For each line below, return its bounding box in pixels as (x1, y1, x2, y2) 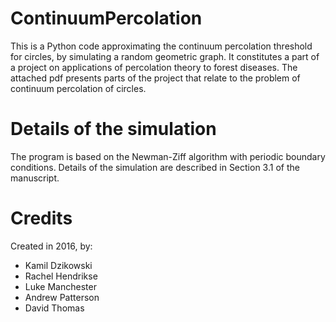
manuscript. (10, 172, 60, 184)
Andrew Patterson (24, 291, 100, 303)
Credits (10, 207, 73, 230)
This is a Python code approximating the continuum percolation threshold (10, 40, 313, 52)
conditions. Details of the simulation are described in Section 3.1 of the (10, 161, 300, 173)
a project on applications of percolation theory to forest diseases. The (10, 61, 298, 73)
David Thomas (24, 302, 85, 314)
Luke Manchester (24, 280, 97, 292)
